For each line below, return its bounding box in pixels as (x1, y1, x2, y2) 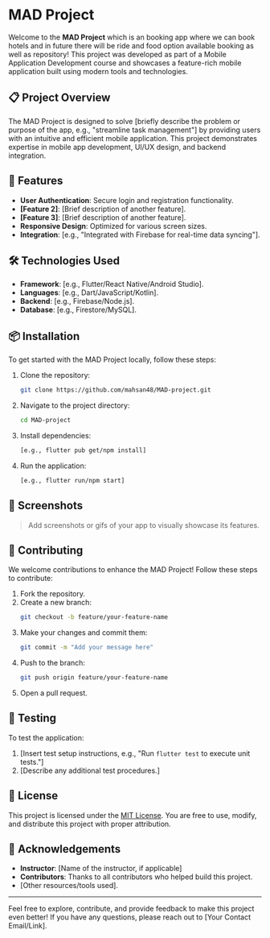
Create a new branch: (19, 598, 92, 608)
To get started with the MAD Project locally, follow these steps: (8, 355, 217, 364)
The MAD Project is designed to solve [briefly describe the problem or (8, 116, 241, 126)
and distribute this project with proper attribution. (8, 819, 171, 828)
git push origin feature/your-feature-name (19, 674, 169, 682)
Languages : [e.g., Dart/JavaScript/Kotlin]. (19, 288, 159, 297)
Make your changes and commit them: (19, 628, 148, 637)
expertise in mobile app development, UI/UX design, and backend (8, 142, 227, 151)
